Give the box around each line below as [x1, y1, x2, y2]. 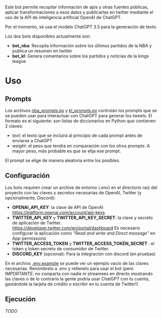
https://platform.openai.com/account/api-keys [12, 209, 105, 215]
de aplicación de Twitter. [12, 220, 62, 225]
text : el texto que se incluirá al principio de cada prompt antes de [12, 132, 143, 138]
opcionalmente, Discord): [5, 195, 56, 201]
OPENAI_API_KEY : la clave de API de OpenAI [12, 204, 104, 210]
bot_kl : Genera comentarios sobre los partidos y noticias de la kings [12, 53, 149, 59]
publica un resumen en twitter [12, 48, 72, 54]
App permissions [12, 235, 46, 241]
